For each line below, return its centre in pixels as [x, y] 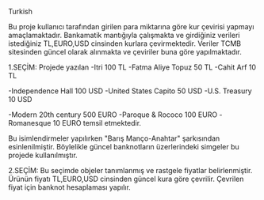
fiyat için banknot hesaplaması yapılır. [69, 187]
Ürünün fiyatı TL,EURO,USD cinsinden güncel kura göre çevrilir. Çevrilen [126, 179]
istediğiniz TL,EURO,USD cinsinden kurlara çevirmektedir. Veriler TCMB [125, 43]
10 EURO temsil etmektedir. [97, 123]
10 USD [20, 99]
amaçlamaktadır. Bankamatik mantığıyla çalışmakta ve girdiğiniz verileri [124, 35]
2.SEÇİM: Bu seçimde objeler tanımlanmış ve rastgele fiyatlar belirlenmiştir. [130, 170]
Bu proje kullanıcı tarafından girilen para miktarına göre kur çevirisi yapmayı [131, 26]
